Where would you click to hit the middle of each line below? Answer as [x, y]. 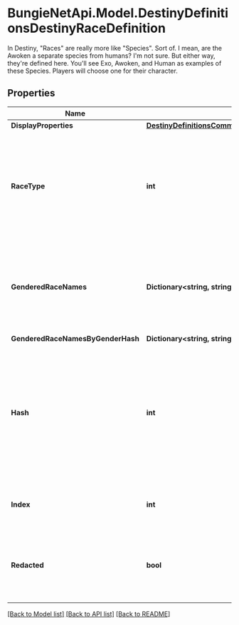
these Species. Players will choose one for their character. [92, 71]
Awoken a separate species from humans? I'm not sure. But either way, [111, 56]
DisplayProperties [42, 125]
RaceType [28, 186]
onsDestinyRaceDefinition [86, 28]
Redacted [27, 565]
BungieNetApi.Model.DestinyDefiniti [118, 13]
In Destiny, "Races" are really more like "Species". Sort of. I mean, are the [115, 48]
